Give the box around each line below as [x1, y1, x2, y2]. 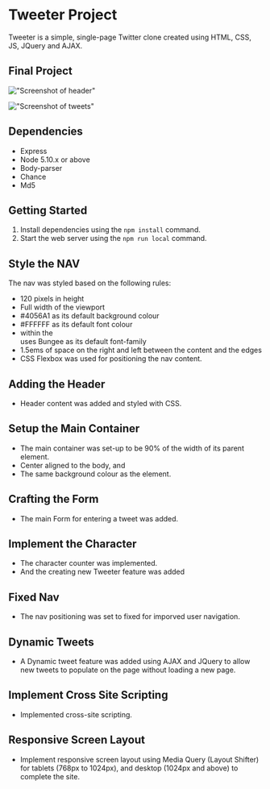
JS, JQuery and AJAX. [8, 40, 83, 50]
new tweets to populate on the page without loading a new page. [19, 665, 236, 675]
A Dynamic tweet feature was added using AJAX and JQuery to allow [19, 657, 251, 666]
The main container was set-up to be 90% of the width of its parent [19, 443, 244, 453]
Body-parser [19, 163, 63, 172]
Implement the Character [8, 538, 137, 551]
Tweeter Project [8, 6, 118, 24]
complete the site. [19, 771, 81, 781]
